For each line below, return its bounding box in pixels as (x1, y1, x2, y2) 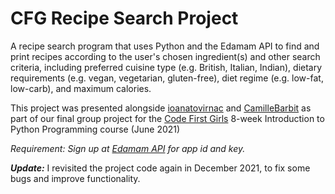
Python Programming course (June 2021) (10, 123, 181, 135)
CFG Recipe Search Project (10, 7, 239, 30)
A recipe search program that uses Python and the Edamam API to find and (10, 40, 320, 52)
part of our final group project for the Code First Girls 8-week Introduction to (10, 112, 325, 124)
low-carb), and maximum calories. (10, 82, 152, 94)
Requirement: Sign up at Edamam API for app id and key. (10, 142, 246, 154)
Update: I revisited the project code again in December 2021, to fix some (10, 162, 311, 174)
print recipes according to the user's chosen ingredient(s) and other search (10, 50, 321, 62)
